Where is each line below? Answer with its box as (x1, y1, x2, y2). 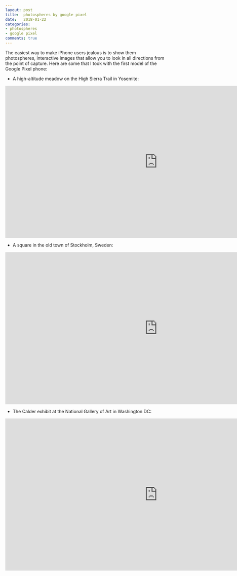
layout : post (5, 7, 33, 13)
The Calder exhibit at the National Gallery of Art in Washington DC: (12, 408, 152, 414)
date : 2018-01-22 (5, 17, 47, 22)
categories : (5, 21, 30, 27)
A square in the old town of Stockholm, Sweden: (12, 242, 113, 248)
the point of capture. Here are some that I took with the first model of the (5, 60, 157, 66)
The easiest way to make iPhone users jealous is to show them (5, 49, 136, 56)
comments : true (5, 36, 37, 41)
